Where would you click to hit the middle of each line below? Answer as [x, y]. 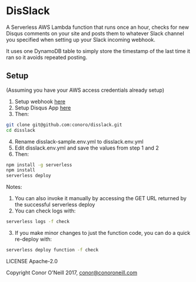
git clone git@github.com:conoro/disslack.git [64, 125]
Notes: [14, 187]
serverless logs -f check [38, 222]
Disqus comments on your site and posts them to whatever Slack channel [95, 33]
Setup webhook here [40, 101]
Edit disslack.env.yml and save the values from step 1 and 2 [87, 148]
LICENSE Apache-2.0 [32, 261]
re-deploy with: [33, 239]
